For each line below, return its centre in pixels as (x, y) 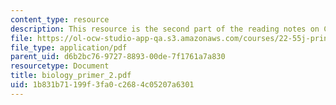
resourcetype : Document (60, 66)
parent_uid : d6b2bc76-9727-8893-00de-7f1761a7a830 (118, 57)
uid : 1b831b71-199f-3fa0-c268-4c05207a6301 (102, 85)
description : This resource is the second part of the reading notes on (165, 29)
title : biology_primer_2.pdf (71, 76)
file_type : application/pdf (69, 47)
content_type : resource (60, 19)
